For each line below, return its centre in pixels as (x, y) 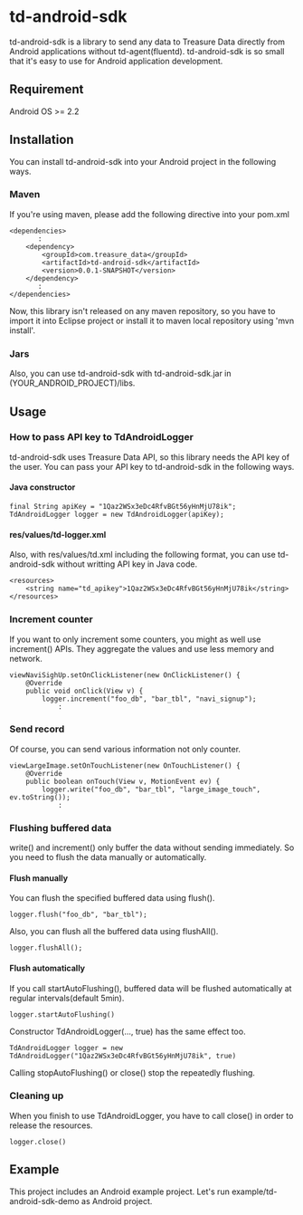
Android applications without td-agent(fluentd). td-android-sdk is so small (147, 51)
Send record (37, 729)
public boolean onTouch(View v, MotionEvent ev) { (123, 781)
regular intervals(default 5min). (67, 998)
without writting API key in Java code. (127, 564)
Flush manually (39, 878)
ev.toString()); (40, 797)
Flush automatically (47, 968)
